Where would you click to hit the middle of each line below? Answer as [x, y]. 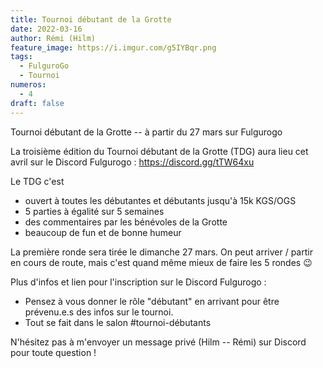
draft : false [37, 103]
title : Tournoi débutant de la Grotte [91, 19]
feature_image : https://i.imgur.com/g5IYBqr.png [113, 47]
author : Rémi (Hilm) [53, 38]
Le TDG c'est [37, 181]
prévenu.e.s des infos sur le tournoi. [99, 312]
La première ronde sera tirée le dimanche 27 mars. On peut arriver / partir [161, 252]
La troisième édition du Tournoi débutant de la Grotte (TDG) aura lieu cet [159, 151]
